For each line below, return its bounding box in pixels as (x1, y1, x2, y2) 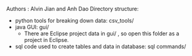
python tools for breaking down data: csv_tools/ (15, 17, 134, 24)
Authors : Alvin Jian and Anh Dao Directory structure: (6, 5, 139, 12)
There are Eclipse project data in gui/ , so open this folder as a (24, 30, 180, 37)
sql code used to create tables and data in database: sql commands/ (15, 43, 187, 50)
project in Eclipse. (24, 37, 69, 43)
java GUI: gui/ (15, 24, 50, 30)
